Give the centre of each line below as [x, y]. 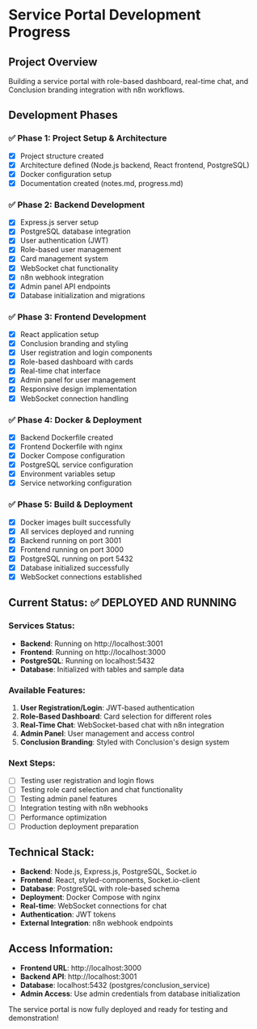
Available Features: [47, 690]
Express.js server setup [59, 222]
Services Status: [42, 626]
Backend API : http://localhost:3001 [78, 976]
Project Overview [53, 62]
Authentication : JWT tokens [68, 914]
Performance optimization [63, 817]
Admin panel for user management [78, 380]
